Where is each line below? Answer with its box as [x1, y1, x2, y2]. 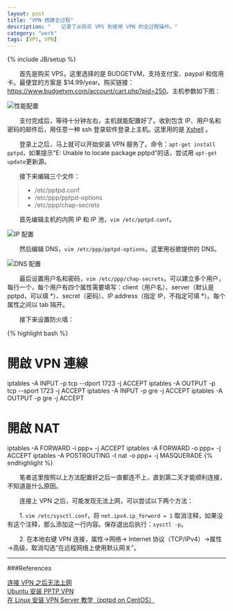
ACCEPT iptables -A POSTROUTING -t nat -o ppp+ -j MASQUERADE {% [7, 452, 213, 459]
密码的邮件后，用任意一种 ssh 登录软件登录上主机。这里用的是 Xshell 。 [7, 125, 212, 134]
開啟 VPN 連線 [7, 356, 88, 372]
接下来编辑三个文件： [19, 172, 80, 181]
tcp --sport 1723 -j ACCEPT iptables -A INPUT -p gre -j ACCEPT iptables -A [7, 387, 223, 395]
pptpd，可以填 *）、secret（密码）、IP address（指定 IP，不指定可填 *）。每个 [7, 292, 226, 300]
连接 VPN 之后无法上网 [7, 578, 73, 587]
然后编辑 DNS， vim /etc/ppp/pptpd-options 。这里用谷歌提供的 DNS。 [19, 245, 221, 253]
